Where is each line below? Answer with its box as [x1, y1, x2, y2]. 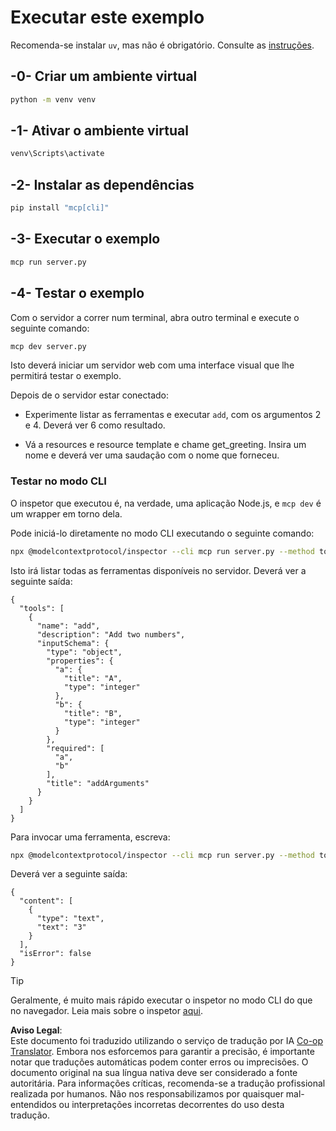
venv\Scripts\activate [10, 149, 105, 159]
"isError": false [19, 949, 92, 959]
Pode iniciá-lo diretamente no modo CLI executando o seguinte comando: [10, 527, 315, 539]
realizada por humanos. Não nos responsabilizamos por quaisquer [10, 1088, 284, 1100]
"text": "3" [36, 922, 87, 933]
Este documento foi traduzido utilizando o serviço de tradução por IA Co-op [10, 1035, 324, 1047]
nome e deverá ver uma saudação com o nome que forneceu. [24, 449, 280, 461]
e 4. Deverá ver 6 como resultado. [24, 419, 166, 431]
